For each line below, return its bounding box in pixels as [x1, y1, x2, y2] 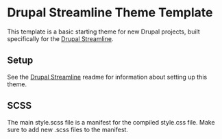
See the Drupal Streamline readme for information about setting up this [7, 73, 208, 81]
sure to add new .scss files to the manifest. [7, 125, 129, 134]
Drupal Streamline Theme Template [7, 5, 213, 21]
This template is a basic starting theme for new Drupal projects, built [7, 27, 200, 36]
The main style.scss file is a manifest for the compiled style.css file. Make [7, 118, 215, 126]
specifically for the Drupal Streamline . [7, 34, 114, 42]
